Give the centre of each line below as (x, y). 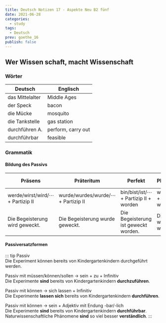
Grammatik (19, 153)
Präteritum (87, 181)
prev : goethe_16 (22, 38)
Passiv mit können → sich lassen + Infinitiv (48, 290)
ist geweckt (134, 225)
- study (18, 24)
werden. (14, 266)
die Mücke (20, 114)
